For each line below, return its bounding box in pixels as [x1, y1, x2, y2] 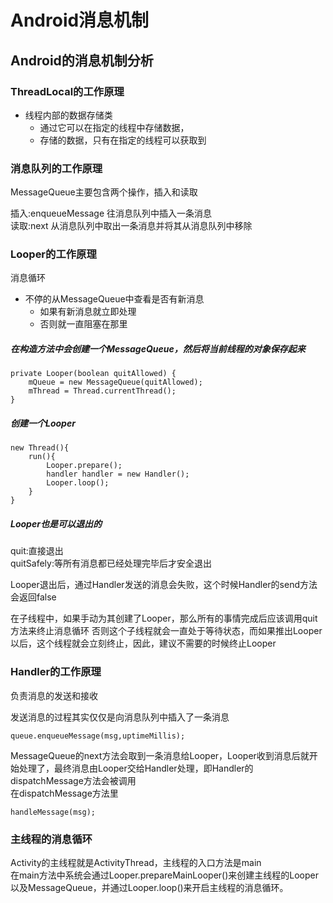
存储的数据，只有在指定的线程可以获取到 [39, 134, 207, 146]
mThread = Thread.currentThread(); [28, 386, 177, 396]
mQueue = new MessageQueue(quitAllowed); [28, 377, 203, 388]
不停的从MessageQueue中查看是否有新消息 [24, 293, 205, 305]
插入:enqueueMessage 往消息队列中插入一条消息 [10, 207, 213, 220]
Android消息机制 [10, 9, 150, 32]
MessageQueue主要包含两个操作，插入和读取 [10, 186, 198, 198]
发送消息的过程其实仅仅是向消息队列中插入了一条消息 [10, 711, 230, 723]
